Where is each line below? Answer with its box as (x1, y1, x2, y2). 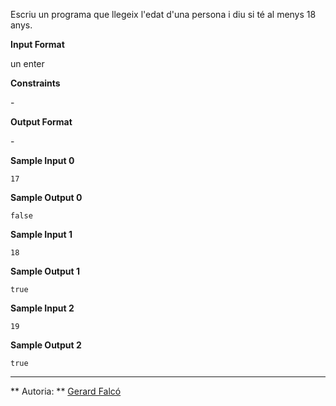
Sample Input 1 (10, 229, 73, 240)
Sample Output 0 (10, 192, 83, 203)
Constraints (10, 77, 61, 89)
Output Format (10, 116, 73, 128)
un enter (10, 58, 45, 69)
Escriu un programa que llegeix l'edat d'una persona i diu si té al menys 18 (10, 9, 317, 20)
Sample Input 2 (10, 302, 75, 314)
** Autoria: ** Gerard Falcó (10, 385, 122, 397)
